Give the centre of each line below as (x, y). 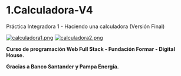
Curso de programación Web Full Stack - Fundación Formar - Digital (90, 49)
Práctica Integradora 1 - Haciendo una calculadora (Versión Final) (85, 26)
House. (15, 55)
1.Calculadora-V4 (50, 10)
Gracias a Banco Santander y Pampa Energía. (62, 66)
